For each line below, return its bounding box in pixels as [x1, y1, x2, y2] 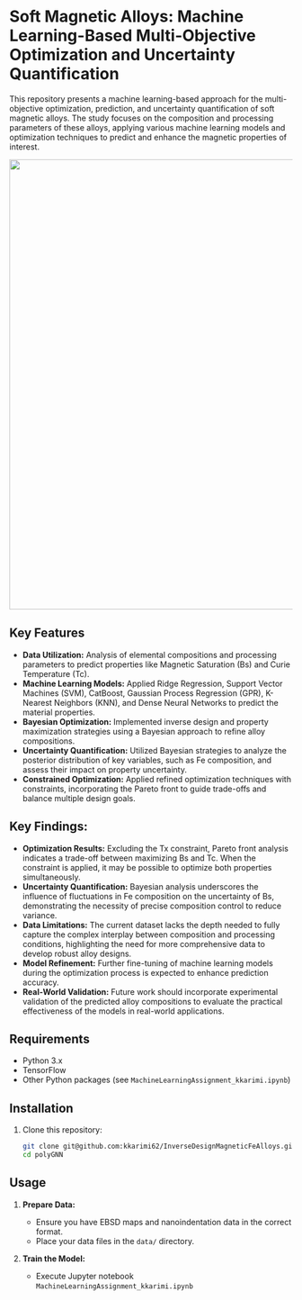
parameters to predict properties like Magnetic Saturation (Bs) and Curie [22, 659, 290, 670]
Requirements [9, 1031, 90, 1046]
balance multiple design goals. [22, 792, 137, 803]
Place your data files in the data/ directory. [35, 1235, 195, 1246]
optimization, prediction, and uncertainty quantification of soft [45, 103, 275, 113]
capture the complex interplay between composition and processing [22, 929, 276, 940]
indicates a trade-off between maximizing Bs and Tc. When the [22, 853, 256, 863]
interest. [9, 141, 40, 152]
